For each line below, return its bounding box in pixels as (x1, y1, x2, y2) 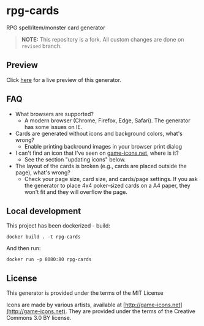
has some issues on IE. (24, 123, 83, 130)
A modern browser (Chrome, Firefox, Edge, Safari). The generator (24, 117, 191, 124)
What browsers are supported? (15, 110, 94, 117)
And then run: (6, 245, 41, 252)
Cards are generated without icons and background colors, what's (15, 130, 183, 137)
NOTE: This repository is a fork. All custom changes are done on (21, 35, 184, 43)
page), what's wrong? (15, 169, 70, 176)
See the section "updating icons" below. (24, 155, 126, 163)
